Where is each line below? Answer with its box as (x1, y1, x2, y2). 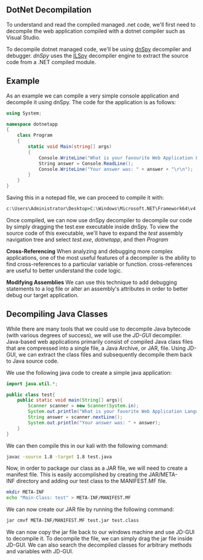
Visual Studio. (6, 33, 41, 41)
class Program (17, 133, 53, 139)
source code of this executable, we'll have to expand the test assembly (6, 229, 183, 237)
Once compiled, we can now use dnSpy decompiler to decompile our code (6, 216, 192, 223)
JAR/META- (148, 471, 178, 478)
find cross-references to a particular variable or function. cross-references (6, 260, 193, 268)
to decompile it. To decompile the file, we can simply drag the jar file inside (6, 535, 193, 542)
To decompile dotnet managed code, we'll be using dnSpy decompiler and (6, 45, 192, 53)
